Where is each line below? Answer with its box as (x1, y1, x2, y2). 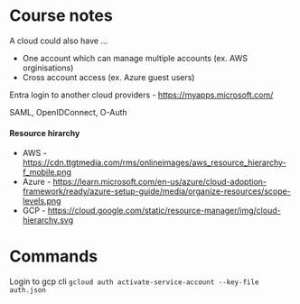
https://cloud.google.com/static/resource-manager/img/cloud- (47, 205, 282, 216)
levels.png (22, 196, 61, 207)
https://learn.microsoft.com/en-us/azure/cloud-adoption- (52, 177, 267, 188)
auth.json (9, 286, 47, 295)
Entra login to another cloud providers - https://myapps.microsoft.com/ (9, 89, 274, 100)
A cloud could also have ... (9, 35, 108, 46)
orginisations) (22, 62, 74, 73)
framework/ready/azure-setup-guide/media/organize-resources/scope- (22, 186, 291, 197)
